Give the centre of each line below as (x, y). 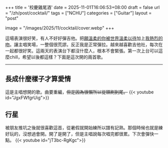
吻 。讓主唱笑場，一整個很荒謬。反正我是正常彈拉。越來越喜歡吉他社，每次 (82, 44)
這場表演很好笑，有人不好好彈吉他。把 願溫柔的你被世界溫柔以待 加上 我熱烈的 (84, 38)
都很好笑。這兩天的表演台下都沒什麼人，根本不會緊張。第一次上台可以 (86, 51)
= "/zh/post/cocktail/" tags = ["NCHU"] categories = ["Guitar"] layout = (78, 13)
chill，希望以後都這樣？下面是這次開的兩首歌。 (57, 57)
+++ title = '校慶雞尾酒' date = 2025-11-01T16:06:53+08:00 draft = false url (82, 7)
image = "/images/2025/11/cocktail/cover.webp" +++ (60, 28)
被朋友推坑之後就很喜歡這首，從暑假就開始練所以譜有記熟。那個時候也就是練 (84, 127)
